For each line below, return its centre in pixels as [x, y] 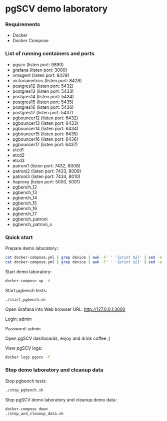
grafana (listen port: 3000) [40, 70]
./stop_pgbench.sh [24, 390]
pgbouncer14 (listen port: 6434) [45, 128]
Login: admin [18, 319]
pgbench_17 [24, 214]
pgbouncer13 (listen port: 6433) [45, 123]
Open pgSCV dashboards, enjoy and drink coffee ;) [58, 338]
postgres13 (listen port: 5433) [43, 91]
